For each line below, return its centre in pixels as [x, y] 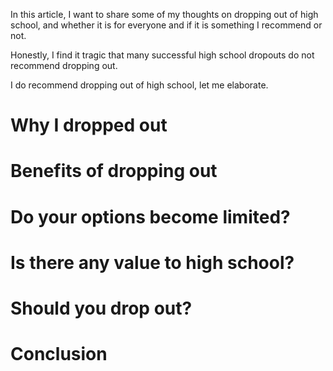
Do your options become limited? [150, 216]
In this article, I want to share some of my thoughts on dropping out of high [164, 14]
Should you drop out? [101, 308]
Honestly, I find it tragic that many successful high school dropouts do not [162, 55]
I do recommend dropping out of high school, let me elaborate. [139, 85]
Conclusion [59, 354]
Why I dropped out [89, 125]
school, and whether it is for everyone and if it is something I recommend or [166, 25]
